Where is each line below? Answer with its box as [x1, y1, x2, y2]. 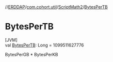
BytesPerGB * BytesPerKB [5, 51, 58, 57]
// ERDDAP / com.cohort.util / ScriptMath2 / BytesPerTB [5, 4, 108, 10]
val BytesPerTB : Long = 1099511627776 [5, 42, 84, 48]
